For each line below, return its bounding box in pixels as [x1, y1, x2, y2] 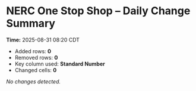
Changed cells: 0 [14, 66, 57, 73]
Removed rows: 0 [14, 54, 58, 61]
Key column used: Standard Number [14, 60, 105, 67]
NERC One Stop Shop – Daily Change [6, 4, 191, 18]
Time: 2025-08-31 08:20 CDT [6, 36, 80, 43]
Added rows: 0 [14, 47, 52, 54]
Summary [6, 17, 55, 30]
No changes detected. [6, 78, 61, 85]
